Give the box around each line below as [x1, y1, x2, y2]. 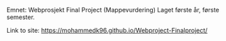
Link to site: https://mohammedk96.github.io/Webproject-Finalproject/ [6, 27, 208, 34]
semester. [6, 13, 36, 21]
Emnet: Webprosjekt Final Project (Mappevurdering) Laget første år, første [6, 6, 220, 14]
